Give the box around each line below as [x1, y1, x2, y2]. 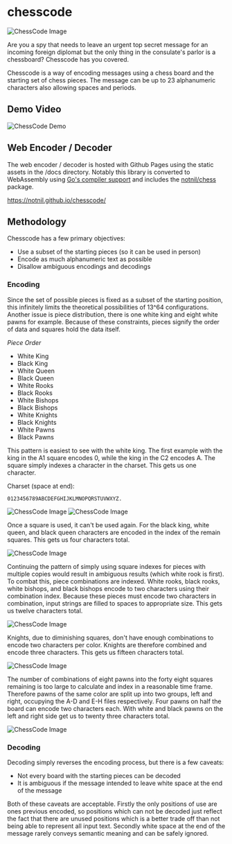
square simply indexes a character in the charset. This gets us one [7, 461, 197, 469]
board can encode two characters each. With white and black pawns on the [7, 704, 224, 712]
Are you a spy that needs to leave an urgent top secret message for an [7, 40, 208, 49]
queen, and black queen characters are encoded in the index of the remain [7, 528, 221, 536]
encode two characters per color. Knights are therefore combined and [7, 640, 207, 649]
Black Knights [17, 418, 57, 426]
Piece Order [7, 338, 42, 346]
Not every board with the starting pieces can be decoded [17, 771, 181, 780]
